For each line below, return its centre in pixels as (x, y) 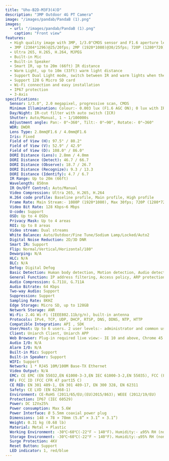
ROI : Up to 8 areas (30, 226)
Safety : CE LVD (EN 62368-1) (40, 390)
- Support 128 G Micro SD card (43, 80)
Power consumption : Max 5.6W (40, 409)
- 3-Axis (19, 94)
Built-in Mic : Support (33, 352)
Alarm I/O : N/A (26, 348)
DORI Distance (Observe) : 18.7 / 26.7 (51, 164)
